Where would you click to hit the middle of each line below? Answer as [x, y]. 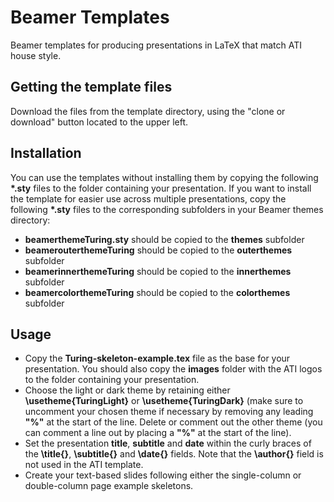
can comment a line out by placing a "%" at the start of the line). [158, 433]
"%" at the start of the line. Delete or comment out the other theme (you [173, 422]
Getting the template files [91, 87]
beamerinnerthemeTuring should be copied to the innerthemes [158, 271]
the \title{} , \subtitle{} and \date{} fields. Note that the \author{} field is [174, 454]
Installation [46, 153]
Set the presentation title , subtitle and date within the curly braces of [168, 443]
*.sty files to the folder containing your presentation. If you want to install [161, 188]
